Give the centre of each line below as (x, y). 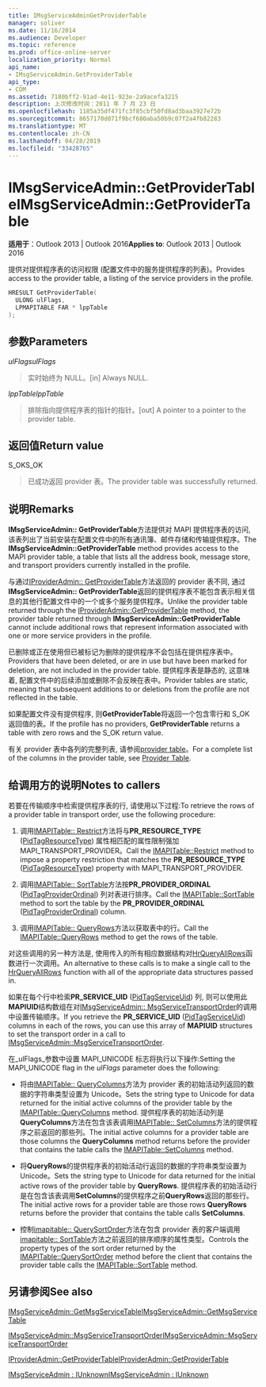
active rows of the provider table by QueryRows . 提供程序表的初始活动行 (138, 1186)
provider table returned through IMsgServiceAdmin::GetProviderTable (124, 619)
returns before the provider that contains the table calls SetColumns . (132, 1213)
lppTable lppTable (36, 393)
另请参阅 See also (51, 1292)
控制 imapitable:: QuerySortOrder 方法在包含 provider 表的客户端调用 (130, 1229)
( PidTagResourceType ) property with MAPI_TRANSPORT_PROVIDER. (131, 868)
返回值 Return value (56, 446)
